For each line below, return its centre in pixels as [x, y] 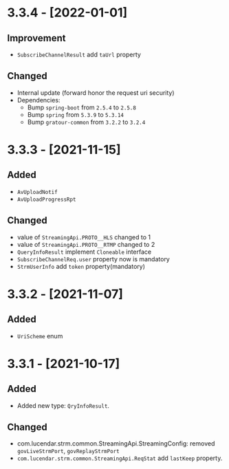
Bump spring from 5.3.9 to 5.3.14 [75, 114]
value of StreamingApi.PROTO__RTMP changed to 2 [86, 244]
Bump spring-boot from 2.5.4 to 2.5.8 [81, 107]
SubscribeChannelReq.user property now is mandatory [93, 259]
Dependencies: [39, 100]
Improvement [36, 38]
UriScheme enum [40, 336]
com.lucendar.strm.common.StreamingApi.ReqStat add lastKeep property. [120, 458]
